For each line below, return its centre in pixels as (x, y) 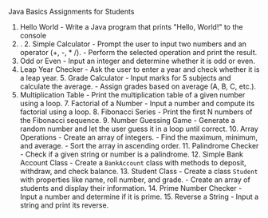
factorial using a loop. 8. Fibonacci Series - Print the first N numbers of (136, 112)
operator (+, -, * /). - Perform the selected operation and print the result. (138, 52)
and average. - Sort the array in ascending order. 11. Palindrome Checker (139, 146)
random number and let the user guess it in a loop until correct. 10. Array (139, 129)
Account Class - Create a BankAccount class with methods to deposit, (133, 163)
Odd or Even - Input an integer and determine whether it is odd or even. (137, 61)
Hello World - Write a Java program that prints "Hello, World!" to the (131, 27)
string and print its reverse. (64, 205)
